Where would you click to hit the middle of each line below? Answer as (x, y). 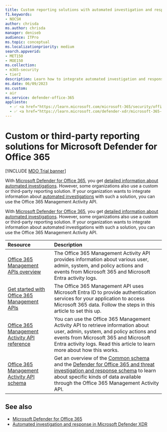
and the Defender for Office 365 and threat (104, 364)
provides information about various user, (101, 259)
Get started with (26, 289)
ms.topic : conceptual (28, 42)
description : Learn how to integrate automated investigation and (75, 79)
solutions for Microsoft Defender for (81, 147)
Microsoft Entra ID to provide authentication (105, 292)
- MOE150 (14, 61)
